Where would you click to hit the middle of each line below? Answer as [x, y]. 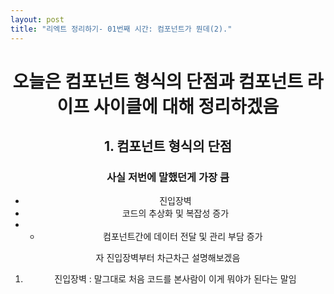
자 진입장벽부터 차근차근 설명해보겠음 [168, 258]
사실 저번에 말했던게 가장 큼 [168, 177]
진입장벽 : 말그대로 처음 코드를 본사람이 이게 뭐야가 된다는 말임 [175, 279]
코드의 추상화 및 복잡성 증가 [175, 213]
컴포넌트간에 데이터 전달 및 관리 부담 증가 [183, 237]
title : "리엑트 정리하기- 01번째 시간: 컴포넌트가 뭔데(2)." [121, 29]
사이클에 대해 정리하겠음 [186, 106]
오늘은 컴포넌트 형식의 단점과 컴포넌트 [158, 81]
